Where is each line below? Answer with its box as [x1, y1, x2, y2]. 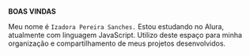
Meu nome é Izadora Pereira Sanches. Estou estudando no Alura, [8, 22, 224, 31]
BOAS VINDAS [8, 7, 57, 16]
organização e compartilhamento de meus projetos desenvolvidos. [8, 39, 226, 48]
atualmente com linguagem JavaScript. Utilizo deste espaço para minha [8, 31, 243, 39]
